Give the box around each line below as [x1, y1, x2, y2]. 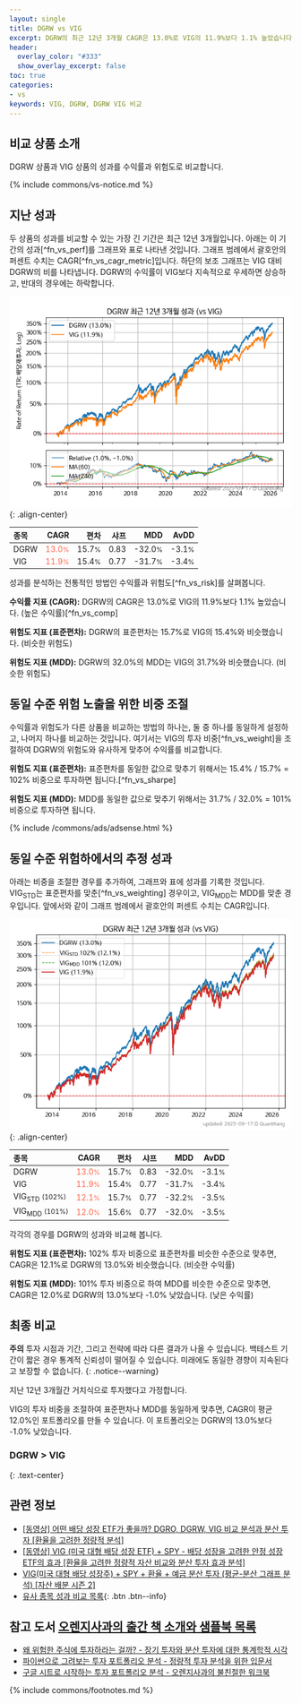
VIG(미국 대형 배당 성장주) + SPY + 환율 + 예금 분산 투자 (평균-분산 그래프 [21, 1568, 281, 1578]
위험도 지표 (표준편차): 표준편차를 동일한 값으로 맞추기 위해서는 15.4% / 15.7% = [9, 763, 289, 774]
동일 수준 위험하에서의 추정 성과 [9, 851, 173, 866]
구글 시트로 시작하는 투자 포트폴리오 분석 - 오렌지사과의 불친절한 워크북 [21, 1667, 271, 1678]
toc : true [9, 72, 47, 81]
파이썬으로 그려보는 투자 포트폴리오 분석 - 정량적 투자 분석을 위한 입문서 [21, 1656, 272, 1666]
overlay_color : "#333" [17, 52, 102, 62]
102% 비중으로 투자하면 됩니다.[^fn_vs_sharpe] [9, 775, 176, 786]
